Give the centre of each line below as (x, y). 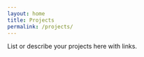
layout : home (26, 14)
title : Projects (31, 20)
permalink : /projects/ (40, 26)
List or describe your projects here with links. (72, 47)
